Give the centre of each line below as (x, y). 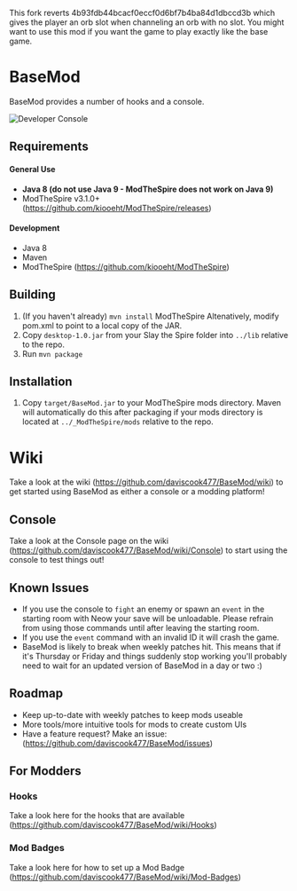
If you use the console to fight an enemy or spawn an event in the (143, 609)
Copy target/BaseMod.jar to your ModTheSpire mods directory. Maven (152, 403)
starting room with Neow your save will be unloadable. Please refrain (148, 618)
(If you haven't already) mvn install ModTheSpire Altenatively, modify (150, 316)
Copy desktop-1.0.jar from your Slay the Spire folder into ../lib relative (155, 335)
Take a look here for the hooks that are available (97, 816)
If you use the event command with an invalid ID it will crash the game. (150, 637)
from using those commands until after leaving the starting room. (141, 627)
